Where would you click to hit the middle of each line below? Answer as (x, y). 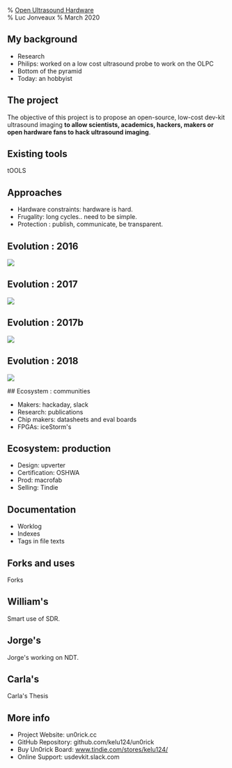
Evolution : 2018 (43, 361)
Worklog (29, 527)
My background (42, 39)
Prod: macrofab (40, 480)
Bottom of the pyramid (49, 71)
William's (28, 602)
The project (33, 100)
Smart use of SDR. (34, 618)
